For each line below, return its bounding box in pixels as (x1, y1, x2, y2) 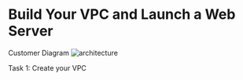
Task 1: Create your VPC (8, 63, 87, 72)
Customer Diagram (8, 48, 69, 57)
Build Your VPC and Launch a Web (8, 5, 236, 24)
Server (8, 22, 53, 40)
